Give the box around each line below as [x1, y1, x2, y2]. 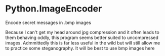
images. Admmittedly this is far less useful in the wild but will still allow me [5, 39, 160, 45]
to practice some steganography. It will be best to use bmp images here [5, 45, 155, 51]
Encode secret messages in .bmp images [5, 19, 91, 25]
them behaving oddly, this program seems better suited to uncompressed [5, 34, 158, 40]
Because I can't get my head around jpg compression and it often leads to [5, 29, 159, 35]
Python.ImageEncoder [5, 3, 102, 14]
